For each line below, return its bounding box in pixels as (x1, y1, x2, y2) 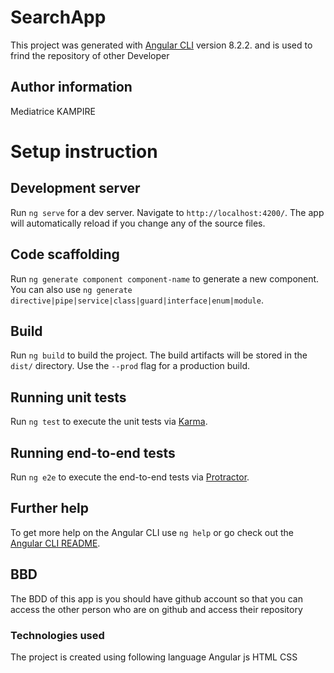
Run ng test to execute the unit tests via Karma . (10, 416, 208, 428)
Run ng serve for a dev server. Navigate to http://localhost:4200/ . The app (10, 206, 325, 218)
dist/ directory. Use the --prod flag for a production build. (10, 360, 250, 372)
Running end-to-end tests (10, 444, 176, 461)
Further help (10, 500, 90, 517)
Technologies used (10, 628, 105, 642)
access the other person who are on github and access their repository (10, 603, 303, 615)
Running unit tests (10, 389, 127, 406)
